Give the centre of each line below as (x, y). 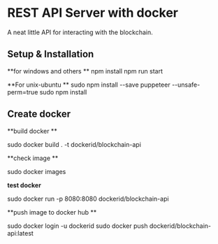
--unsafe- (186, 85)
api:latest (20, 233)
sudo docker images (37, 171)
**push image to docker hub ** (52, 212)
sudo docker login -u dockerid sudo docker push (78, 226)
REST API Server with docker (93, 13)
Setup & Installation (51, 54)
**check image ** (33, 158)
